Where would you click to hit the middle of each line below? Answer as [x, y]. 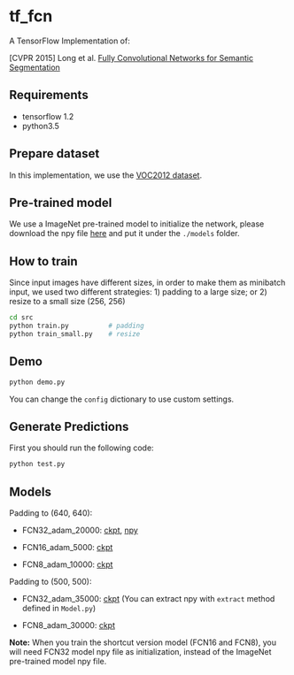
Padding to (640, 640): [51, 513]
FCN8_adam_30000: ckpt [68, 625]
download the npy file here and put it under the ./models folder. [125, 234]
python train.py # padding [77, 326]
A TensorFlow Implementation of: [70, 41]
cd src [21, 318]
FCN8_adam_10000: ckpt [67, 564]
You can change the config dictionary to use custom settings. [122, 399]
